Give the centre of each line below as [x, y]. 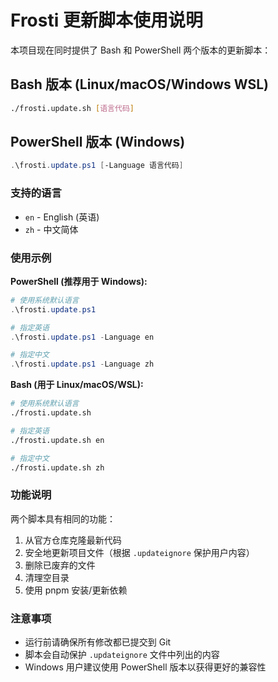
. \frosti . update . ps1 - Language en [82, 337]
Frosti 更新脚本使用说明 [106, 20]
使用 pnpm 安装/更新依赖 [76, 590]
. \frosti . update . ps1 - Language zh [82, 364]
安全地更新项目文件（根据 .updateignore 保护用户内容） [139, 552]
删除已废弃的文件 [60, 565]
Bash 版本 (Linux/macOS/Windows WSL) [139, 84]
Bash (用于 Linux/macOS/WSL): [77, 385]
